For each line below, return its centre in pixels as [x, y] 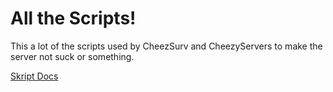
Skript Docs [34, 76]
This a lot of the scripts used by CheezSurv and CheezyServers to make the [166, 46]
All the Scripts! [73, 18]
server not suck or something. [72, 56]
